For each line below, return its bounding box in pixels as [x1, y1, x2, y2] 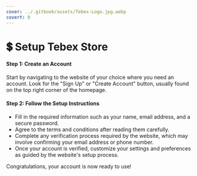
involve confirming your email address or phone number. [14, 138, 154, 146]
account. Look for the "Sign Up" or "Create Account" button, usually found [6, 80, 189, 87]
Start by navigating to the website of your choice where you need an [6, 73, 174, 81]
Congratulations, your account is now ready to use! [6, 163, 132, 170]
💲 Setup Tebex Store [6, 40, 108, 54]
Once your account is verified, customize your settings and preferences [14, 145, 192, 152]
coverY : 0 [6, 14, 31, 20]
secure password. [14, 120, 60, 127]
